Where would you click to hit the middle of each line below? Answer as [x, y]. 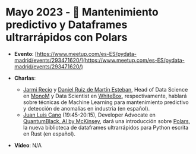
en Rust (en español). [49, 134]
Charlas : [25, 78]
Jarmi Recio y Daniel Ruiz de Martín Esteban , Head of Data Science [105, 89]
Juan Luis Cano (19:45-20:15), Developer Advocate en [89, 115]
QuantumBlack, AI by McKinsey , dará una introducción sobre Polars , [107, 121]
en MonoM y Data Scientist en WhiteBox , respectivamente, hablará [105, 96]
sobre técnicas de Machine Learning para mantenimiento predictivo [106, 102]
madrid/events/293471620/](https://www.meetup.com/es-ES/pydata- [99, 60]
